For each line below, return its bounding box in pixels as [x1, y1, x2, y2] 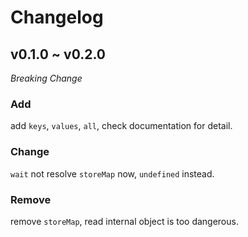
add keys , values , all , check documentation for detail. [10, 120, 233, 132]
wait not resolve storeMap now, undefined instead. [10, 167, 215, 180]
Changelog [10, 6, 104, 29]
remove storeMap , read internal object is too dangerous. [10, 215, 239, 227]
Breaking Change [10, 72, 83, 84]
